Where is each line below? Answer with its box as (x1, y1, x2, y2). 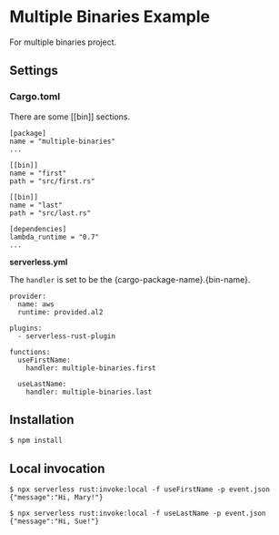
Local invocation (9, 460, 105, 476)
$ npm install (9, 436, 64, 446)
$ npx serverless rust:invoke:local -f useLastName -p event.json (9, 509, 266, 519)
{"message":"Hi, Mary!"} (9, 493, 104, 502)
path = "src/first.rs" (9, 176, 95, 186)
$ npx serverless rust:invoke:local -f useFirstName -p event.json (9, 485, 271, 494)
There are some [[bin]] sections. (9, 111, 130, 122)
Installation (9, 412, 75, 427)
